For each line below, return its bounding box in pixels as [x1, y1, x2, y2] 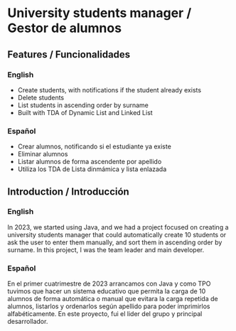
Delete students [17, 93, 65, 102]
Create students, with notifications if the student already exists [17, 85, 201, 94]
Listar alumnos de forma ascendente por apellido [17, 158, 162, 166]
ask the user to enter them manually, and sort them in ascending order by [7, 238, 222, 246]
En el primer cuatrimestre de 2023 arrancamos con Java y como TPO [7, 279, 211, 288]
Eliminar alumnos [17, 150, 68, 158]
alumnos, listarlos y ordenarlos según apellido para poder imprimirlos [7, 302, 210, 310]
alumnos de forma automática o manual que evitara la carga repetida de [7, 295, 218, 303]
